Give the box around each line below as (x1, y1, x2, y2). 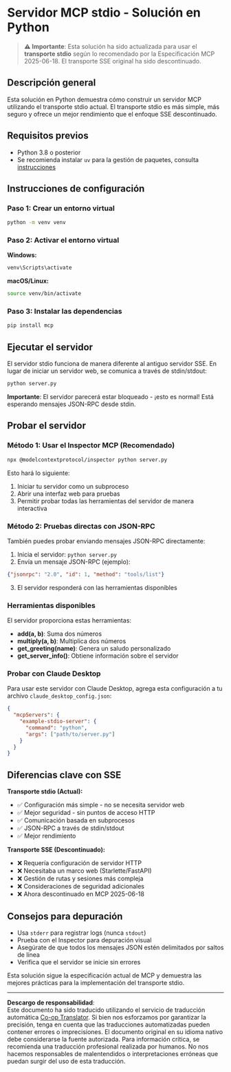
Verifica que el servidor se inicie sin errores (16, 958, 141, 966)
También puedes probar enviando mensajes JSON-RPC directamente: (7, 536, 206, 545)
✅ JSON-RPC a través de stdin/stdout (16, 824, 125, 832)
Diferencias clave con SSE (7, 769, 122, 780)
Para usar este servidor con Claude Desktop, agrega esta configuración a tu (7, 685, 223, 693)
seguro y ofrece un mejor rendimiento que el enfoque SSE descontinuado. (7, 110, 218, 118)
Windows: (7, 251, 37, 259)
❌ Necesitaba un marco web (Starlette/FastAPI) (16, 867, 153, 875)
